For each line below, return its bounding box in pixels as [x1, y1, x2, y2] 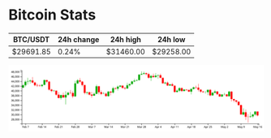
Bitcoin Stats [8, 6, 97, 24]
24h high [110, 35, 142, 45]
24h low [157, 35, 186, 45]
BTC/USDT [13, 35, 50, 45]
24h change [58, 35, 100, 45]
